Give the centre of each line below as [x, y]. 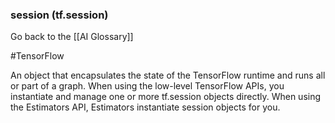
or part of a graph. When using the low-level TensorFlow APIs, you [147, 86]
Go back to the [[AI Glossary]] [72, 37]
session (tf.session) [59, 15]
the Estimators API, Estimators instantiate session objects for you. [145, 107]
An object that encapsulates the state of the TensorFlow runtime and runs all [168, 75]
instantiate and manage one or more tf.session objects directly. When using [166, 97]
